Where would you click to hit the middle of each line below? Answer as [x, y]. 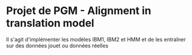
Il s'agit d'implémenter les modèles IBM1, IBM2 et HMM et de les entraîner [96, 39]
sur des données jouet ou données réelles [57, 46]
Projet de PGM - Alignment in [79, 11]
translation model [50, 23]
